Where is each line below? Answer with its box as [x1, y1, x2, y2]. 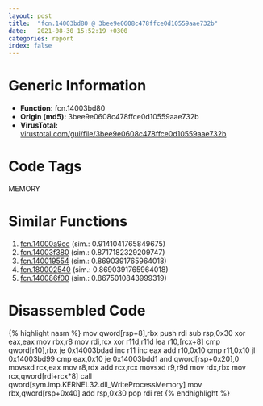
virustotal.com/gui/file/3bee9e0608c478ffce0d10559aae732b [19, 129, 227, 139]
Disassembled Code [8, 302, 146, 320]
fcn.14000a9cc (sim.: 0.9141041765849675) [19, 239, 166, 249]
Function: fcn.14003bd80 [19, 103, 106, 113]
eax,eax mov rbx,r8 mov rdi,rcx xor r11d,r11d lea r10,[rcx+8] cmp [8, 337, 220, 346]
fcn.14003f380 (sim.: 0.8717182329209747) [19, 247, 165, 257]
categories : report [8, 34, 74, 43]
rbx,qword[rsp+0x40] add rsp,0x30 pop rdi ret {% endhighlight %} [8, 388, 231, 398]
